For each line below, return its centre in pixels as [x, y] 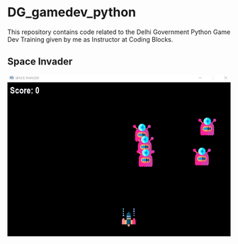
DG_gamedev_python [72, 12]
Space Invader [40, 62]
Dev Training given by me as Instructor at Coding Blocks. [90, 39]
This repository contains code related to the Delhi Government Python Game [119, 32]
